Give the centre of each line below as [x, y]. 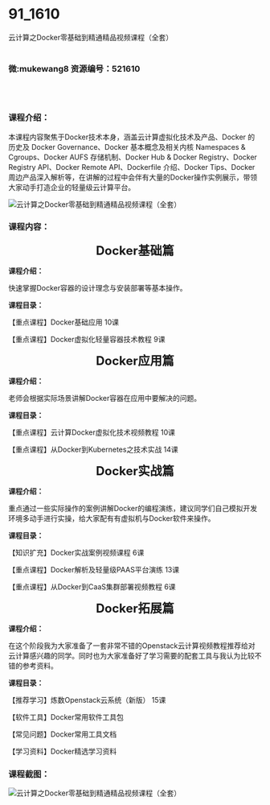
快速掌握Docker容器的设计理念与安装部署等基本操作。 [98, 287]
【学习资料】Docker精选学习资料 [63, 751]
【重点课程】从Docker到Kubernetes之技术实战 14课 [93, 449]
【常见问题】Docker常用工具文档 [63, 734]
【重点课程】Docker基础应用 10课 [63, 322]
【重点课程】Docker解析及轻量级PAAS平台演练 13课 [94, 569]
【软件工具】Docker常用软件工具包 [66, 716]
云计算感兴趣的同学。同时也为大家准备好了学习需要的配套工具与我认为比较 [131, 655]
